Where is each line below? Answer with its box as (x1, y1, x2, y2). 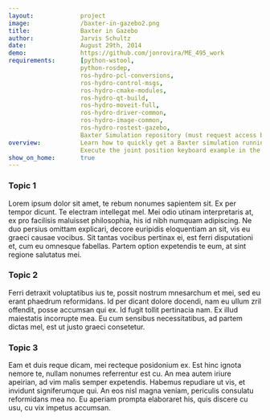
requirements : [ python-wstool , (8, 57, 135, 65)
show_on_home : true (8, 153, 95, 161)
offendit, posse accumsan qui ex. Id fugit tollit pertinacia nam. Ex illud (8, 304, 239, 314)
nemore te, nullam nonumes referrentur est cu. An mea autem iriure (8, 369, 231, 378)
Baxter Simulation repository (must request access (80, 131, 257, 139)
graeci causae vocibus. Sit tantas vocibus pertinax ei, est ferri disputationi (8, 232, 253, 242)
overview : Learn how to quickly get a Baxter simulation (8, 138, 239, 147)
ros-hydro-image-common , (80, 116, 163, 124)
